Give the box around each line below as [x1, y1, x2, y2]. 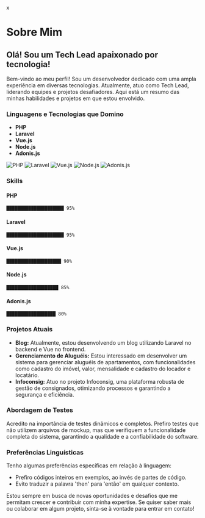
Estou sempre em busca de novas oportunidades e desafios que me [6, 492, 178, 500]
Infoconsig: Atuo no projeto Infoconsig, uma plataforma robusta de [15, 378, 184, 385]
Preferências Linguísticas [6, 448, 84, 456]
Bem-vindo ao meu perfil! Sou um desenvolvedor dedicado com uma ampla [6, 75, 196, 82]
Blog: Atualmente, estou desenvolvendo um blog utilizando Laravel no [15, 339, 192, 346]
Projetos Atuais [6, 325, 53, 334]
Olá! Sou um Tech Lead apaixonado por [6, 49, 159, 60]
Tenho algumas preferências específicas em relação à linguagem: [6, 462, 172, 469]
